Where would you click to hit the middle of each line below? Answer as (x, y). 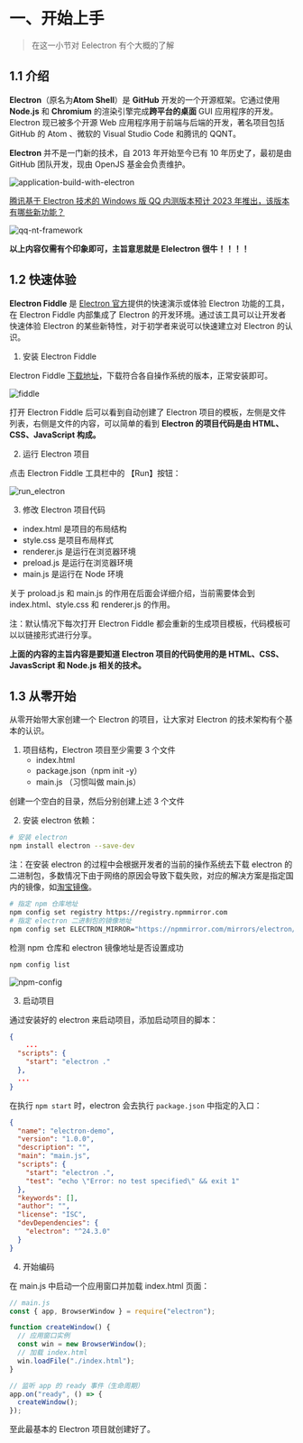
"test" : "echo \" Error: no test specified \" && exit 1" (133, 1181)
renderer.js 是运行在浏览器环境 (79, 551)
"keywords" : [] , (48, 1198)
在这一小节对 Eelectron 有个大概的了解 (103, 45)
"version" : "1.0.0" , (56, 1139)
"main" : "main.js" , (54, 1156)
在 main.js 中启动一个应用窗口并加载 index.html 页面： (110, 1285)
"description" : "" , (54, 1148)
